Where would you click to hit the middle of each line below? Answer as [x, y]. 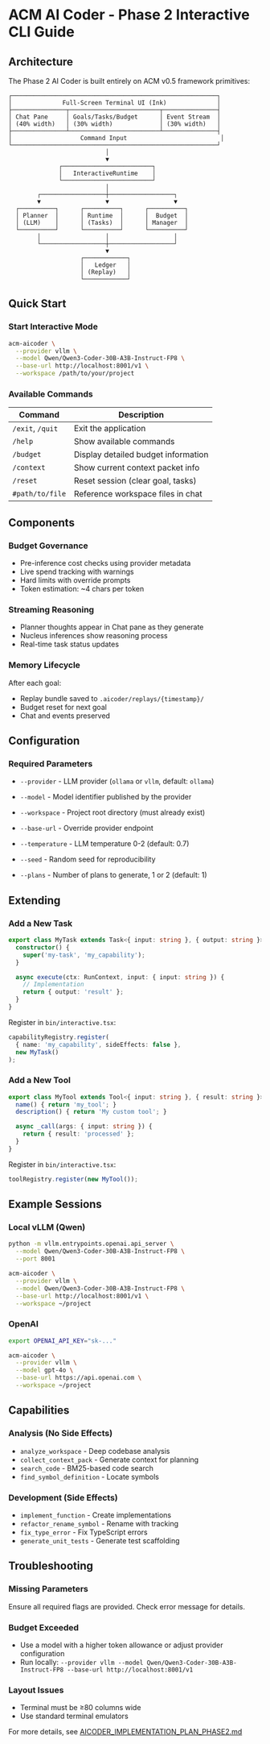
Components [41, 523]
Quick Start [37, 304]
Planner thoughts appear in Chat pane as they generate [112, 627]
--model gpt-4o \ [45, 1370]
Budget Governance [48, 546]
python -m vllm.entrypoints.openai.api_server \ [91, 1244]
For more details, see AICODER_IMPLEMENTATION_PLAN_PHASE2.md [125, 1732]
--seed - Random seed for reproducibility [88, 859]
